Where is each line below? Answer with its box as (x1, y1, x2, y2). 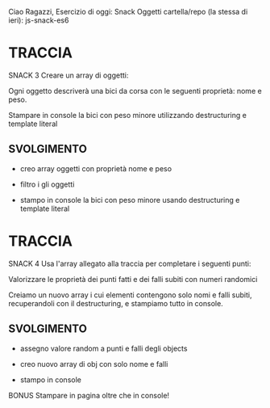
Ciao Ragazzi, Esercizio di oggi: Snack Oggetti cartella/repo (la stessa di (8, 7, 248, 16)
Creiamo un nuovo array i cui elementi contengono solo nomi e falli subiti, (8, 290, 252, 300)
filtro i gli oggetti (19, 179, 75, 189)
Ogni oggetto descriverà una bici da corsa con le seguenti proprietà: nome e (8, 86, 262, 95)
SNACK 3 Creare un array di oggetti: (8, 70, 129, 80)
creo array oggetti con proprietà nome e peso (19, 163, 172, 173)
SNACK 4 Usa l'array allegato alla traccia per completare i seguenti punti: (8, 259, 251, 268)
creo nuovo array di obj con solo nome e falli (19, 359, 168, 368)
